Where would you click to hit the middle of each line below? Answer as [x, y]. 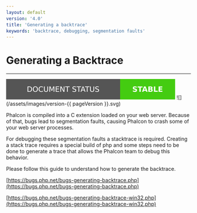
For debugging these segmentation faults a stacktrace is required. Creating [97, 139]
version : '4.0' [25, 18]
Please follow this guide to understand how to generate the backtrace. [91, 169]
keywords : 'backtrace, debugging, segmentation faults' [76, 31]
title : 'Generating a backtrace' [47, 25]
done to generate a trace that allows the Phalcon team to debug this [88, 152]
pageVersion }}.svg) [97, 104]
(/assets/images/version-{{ [39, 104]
